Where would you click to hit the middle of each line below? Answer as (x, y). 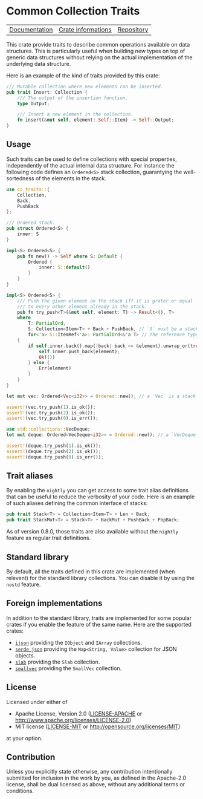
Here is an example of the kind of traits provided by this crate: (83, 75)
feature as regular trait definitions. (49, 538)
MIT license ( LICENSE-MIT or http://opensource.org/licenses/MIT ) (98, 726)
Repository (133, 30)
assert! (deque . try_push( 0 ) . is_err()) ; (55, 457)
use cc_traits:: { (28, 189)
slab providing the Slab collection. (57, 662)
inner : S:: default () (64, 267)
